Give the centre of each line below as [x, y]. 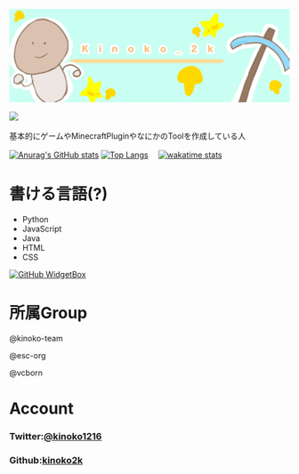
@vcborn [26, 373]
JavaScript [42, 229]
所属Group [48, 313]
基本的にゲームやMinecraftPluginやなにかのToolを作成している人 [128, 136]
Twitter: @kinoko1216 [56, 436]
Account [41, 408]
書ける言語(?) [59, 194]
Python [35, 219]
